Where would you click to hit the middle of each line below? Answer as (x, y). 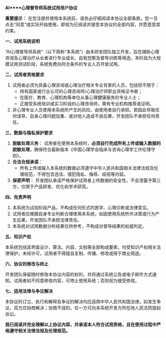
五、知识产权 (18, 237)
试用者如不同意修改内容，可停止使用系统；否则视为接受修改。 (76, 281)
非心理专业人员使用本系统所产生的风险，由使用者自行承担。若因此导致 (84, 110)
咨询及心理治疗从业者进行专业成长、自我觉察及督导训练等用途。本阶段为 (79, 58)
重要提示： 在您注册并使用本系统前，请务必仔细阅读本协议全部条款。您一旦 (82, 18)
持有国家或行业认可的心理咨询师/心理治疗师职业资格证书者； (81, 91)
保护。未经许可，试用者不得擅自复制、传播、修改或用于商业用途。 (76, 253)
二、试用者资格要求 (25, 74)
